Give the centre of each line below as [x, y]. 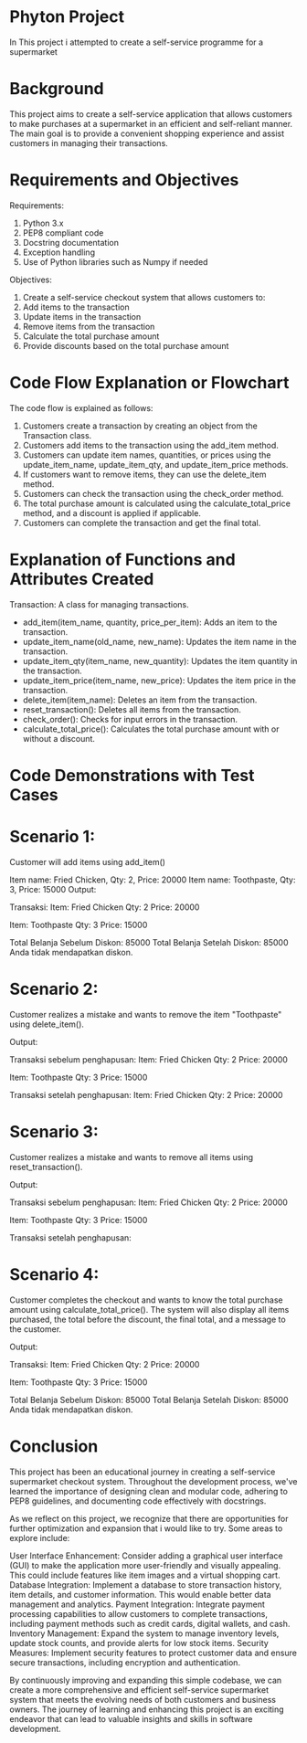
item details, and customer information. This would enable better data [140, 1594]
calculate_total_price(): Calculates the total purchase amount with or [151, 729]
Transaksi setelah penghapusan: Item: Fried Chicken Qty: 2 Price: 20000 [146, 1094]
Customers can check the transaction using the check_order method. [153, 493]
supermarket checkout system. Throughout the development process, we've [153, 1481]
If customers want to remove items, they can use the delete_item [144, 474]
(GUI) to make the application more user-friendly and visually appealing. [145, 1565]
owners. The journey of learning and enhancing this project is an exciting [147, 1709]
